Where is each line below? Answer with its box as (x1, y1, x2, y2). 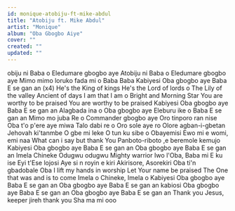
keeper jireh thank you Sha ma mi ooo (7, 196, 117, 204)
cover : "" (7, 37, 36, 44)
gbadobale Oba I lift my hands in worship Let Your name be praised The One (7, 166, 229, 174)
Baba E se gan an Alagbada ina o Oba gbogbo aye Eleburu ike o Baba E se (7, 106, 222, 115)
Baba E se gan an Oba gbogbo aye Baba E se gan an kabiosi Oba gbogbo (7, 181, 220, 189)
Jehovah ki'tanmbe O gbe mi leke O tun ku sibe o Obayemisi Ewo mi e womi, (7, 128, 229, 137)
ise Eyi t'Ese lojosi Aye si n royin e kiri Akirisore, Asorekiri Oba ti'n (7, 158, 196, 167)
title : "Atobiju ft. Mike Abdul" (7, 17, 105, 24)
